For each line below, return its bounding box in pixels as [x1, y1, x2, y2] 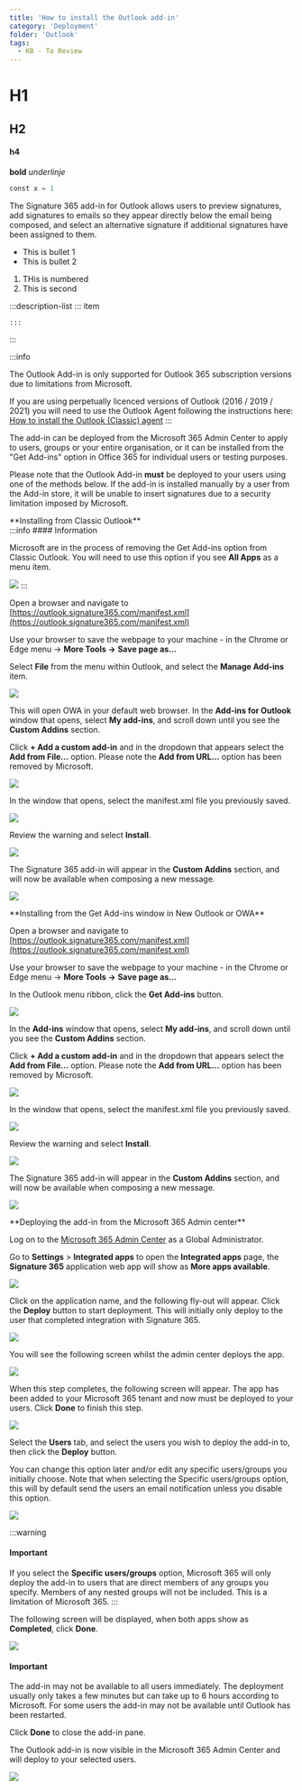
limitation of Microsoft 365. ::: [9, 1596, 119, 1607]
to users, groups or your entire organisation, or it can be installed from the [9, 442, 284, 452]
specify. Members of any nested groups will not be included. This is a [9, 1586, 268, 1597]
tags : [9, 38, 30, 48]
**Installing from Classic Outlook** [9, 515, 142, 525]
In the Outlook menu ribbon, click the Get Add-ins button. [9, 989, 224, 1000]
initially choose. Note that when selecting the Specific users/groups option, [9, 1473, 288, 1484]
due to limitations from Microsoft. [9, 378, 133, 388]
